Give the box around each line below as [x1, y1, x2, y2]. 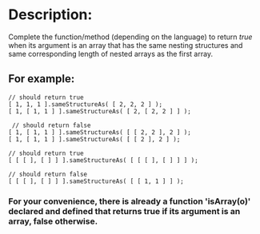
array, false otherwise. [8, 216, 98, 227]
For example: [8, 72, 75, 85]
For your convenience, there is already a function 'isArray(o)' [8, 196, 251, 207]
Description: [8, 6, 93, 24]
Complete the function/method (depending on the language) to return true [8, 32, 253, 42]
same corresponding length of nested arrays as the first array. [8, 49, 214, 58]
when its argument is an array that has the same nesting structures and [8, 40, 243, 50]
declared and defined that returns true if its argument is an [8, 205, 241, 216]
